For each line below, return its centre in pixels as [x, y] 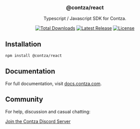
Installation [23, 44]
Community [24, 100]
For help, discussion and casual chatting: [48, 111]
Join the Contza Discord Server [38, 121]
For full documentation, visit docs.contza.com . [54, 83]
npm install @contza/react [34, 56]
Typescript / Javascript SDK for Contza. [85, 19]
